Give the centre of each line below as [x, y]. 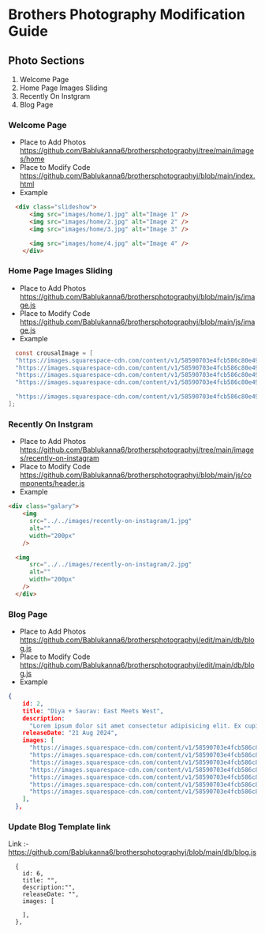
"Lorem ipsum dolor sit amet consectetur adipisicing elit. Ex [135, 726]
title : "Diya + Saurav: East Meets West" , [93, 711]
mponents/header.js [52, 483]
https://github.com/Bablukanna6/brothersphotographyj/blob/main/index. [137, 176]
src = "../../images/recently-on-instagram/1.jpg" [110, 521]
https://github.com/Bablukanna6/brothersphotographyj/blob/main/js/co [136, 475]
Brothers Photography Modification [127, 15]
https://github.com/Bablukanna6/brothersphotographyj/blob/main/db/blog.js [132, 852]
